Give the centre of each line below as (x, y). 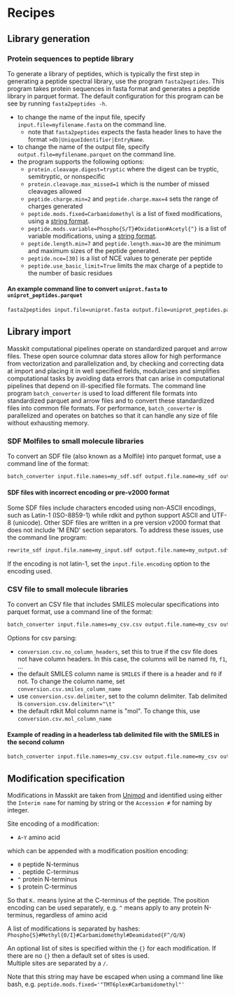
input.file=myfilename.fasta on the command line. (92, 124)
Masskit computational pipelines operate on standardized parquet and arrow (117, 348)
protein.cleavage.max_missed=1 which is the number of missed (119, 184)
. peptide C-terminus (48, 872)
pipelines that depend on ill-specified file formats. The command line (107, 385)
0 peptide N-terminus (48, 864)
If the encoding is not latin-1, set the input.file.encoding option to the (109, 564)
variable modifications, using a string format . (92, 236)
